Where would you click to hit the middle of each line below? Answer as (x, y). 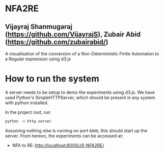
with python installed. (27, 102)
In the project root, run (28, 112)
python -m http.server (28, 121)
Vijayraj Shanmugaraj (39, 27)
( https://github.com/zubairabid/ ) (57, 42)
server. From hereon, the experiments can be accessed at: (64, 136)
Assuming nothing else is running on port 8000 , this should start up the (76, 130)
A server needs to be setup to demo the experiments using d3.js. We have (80, 92)
